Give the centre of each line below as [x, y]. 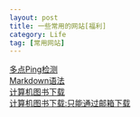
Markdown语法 [37, 81]
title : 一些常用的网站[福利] [58, 26]
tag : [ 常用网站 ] [37, 43]
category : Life [38, 34]
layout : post [34, 18]
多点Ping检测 [34, 69]
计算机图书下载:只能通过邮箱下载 [70, 103]
